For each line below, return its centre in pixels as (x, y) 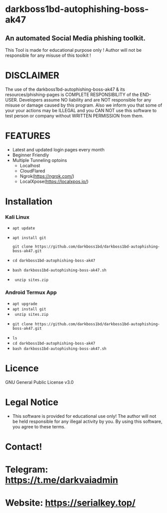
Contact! (24, 447)
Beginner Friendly (30, 155)
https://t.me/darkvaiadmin (62, 480)
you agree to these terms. (39, 426)
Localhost (30, 165)
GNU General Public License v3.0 (39, 382)
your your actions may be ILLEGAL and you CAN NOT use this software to (81, 110)
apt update (24, 228)
